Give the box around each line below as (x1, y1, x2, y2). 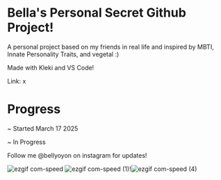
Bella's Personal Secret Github (7, 5, 186, 21)
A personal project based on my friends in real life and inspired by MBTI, (7, 42, 214, 51)
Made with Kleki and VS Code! (7, 63, 95, 72)
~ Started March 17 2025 (7, 124, 79, 133)
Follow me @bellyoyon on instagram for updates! (7, 151, 147, 159)
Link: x (7, 76, 26, 85)
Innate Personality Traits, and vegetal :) (7, 50, 120, 58)
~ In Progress (7, 138, 47, 146)
